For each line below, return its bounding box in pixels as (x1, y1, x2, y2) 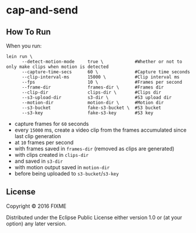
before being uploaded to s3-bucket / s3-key (14, 170, 119, 177)
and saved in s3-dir (14, 157, 63, 165)
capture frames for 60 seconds (14, 121, 89, 127)
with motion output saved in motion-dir (14, 164, 110, 170)
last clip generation (14, 133, 62, 139)
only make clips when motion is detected (6, 64, 109, 70)
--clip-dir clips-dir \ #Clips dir (21, 90, 161, 95)
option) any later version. (6, 220, 66, 227)
